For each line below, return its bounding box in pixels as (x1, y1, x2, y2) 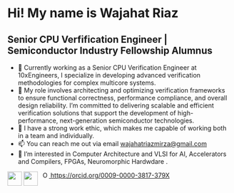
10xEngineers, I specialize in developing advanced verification (17, 71, 201, 79)
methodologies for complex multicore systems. (17, 78, 156, 87)
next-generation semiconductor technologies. (59, 116, 195, 125)
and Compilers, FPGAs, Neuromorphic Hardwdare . (17, 157, 168, 165)
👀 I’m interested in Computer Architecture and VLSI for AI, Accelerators (17, 150, 227, 158)
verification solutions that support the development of (17, 109, 176, 117)
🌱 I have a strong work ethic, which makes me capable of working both (17, 124, 227, 132)
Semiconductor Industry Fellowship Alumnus (7, 44, 213, 56)
